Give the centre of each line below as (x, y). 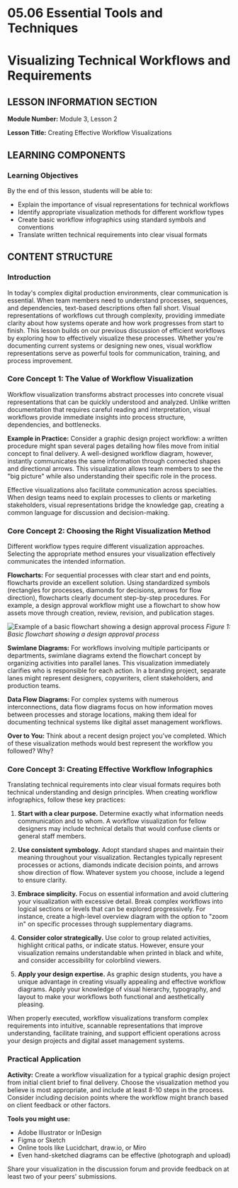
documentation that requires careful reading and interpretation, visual (109, 409)
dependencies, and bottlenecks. (54, 425)
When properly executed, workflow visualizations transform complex (108, 1018)
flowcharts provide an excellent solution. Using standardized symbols (109, 583)
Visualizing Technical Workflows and (119, 61)
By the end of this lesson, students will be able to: (80, 190)
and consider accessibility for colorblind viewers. (89, 961)
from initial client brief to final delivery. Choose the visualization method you (118, 1082)
